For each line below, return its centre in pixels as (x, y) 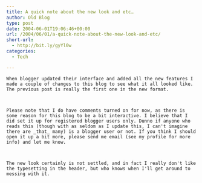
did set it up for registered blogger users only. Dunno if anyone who (98, 121)
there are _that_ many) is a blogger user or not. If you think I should (101, 131)
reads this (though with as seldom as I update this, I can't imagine (97, 126)
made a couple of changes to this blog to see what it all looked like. (100, 84)
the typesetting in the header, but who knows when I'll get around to (98, 169)
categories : (21, 51)
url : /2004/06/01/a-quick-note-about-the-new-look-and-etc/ (84, 34)
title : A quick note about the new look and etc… (70, 12)
